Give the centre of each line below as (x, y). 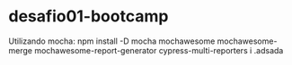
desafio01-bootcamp (88, 16)
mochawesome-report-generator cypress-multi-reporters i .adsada (159, 50)
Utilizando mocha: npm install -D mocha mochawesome (112, 41)
